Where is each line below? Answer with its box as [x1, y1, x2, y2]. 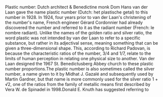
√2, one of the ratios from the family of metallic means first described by [5, 81, 151, 87]
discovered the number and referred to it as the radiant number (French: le [5, 25, 155, 31]
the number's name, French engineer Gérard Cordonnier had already [5, 19, 143, 25]
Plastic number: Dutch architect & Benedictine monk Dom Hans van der [5, 4, 148, 10]
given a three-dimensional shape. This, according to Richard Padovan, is [5, 46, 151, 51]
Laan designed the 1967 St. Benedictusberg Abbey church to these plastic [5, 61, 154, 66]
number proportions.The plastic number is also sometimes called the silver [5, 66, 155, 72]
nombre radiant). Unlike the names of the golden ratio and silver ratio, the [5, 30, 152, 35]
